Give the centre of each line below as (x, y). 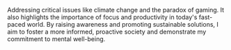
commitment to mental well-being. (56, 39)
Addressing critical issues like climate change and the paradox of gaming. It (116, 10)
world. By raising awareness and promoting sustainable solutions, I (123, 24)
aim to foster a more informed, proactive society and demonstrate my (107, 32)
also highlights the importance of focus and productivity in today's (102, 17)
